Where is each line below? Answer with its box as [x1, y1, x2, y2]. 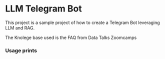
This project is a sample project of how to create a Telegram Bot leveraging [5, 19, 160, 25]
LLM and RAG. [5, 24, 35, 30]
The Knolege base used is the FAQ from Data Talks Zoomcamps [5, 34, 137, 40]
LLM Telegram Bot [5, 3, 82, 14]
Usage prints [5, 47, 37, 54]
